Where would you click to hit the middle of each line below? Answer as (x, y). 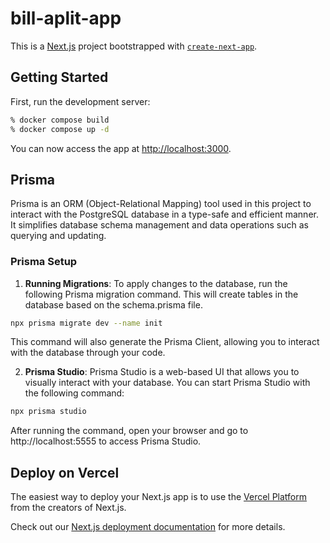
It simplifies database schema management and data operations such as (159, 225)
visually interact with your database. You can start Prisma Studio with (167, 383)
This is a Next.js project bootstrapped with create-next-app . (134, 46)
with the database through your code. (88, 353)
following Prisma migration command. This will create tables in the (161, 294)
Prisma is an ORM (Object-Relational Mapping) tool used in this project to (161, 204)
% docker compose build (60, 120)
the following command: (74, 393)
